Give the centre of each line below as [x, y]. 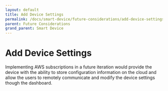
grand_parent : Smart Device [34, 28]
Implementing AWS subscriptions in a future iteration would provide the [79, 67]
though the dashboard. [29, 83]
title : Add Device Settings [34, 14]
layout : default [22, 10]
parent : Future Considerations [38, 24]
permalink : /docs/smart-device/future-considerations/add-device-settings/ [86, 19]
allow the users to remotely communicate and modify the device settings [80, 77]
